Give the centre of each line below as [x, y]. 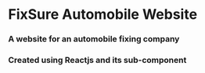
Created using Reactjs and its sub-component [97, 60]
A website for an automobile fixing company [94, 39]
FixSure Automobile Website [103, 15]
